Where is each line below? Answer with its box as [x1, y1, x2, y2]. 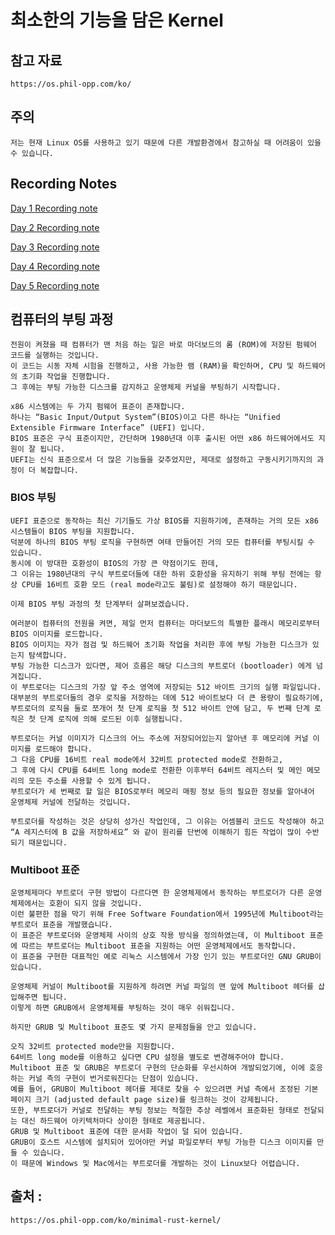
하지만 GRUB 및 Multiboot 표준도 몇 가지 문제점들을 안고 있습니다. [10, 1022, 258, 1033]
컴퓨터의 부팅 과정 [10, 311, 114, 328]
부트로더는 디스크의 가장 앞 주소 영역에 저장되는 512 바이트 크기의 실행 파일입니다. [21, 682, 322, 692]
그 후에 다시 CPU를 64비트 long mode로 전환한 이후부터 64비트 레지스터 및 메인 [10, 765, 303, 775]
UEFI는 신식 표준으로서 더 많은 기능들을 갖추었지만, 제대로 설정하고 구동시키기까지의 [10, 455, 313, 465]
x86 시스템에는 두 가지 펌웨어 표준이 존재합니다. [10, 402, 186, 412]
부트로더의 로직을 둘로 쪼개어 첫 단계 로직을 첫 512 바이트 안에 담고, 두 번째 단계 [10, 703, 310, 713]
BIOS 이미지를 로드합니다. [10, 629, 104, 639]
